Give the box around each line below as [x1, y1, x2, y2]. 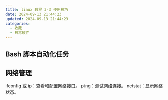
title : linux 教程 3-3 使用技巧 [5, 7, 69, 12]
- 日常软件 [10, 30, 30, 35]
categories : [5, 21, 30, 26]
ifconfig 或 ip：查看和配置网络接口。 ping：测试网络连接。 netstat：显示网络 [5, 83, 163, 89]
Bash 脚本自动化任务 [5, 50, 69, 59]
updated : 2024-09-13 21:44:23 [5, 16, 69, 21]
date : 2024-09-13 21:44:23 [5, 12, 62, 17]
